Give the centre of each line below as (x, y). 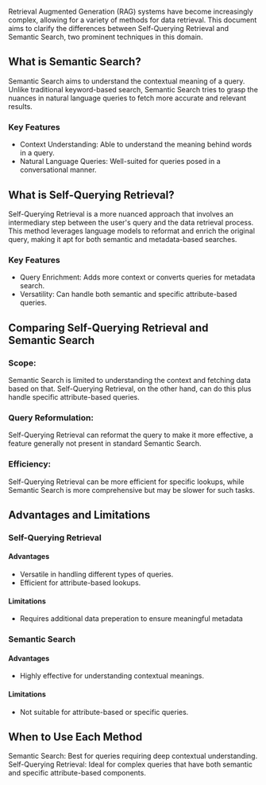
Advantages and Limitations (79, 515)
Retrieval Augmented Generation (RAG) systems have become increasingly (131, 12)
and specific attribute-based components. (77, 773)
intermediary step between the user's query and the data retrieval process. (131, 222)
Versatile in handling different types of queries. (96, 574)
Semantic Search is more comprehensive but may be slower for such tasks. (132, 490)
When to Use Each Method (75, 737)
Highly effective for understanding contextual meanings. (112, 676)
